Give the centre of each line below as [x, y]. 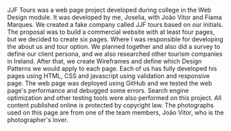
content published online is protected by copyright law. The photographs [110, 105]
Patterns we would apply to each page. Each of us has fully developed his [112, 69]
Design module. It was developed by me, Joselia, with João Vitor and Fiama [115, 17]
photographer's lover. [38, 120]
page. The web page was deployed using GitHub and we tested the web [110, 83]
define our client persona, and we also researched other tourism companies [115, 54]
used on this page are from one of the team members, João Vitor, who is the [115, 112]
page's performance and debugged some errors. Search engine [98, 90]
